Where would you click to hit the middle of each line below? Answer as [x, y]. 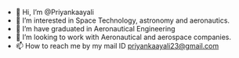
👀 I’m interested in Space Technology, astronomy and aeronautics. [122, 20]
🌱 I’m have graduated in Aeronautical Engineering [95, 29]
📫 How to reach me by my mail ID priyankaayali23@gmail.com [117, 46]
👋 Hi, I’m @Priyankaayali [54, 12]
